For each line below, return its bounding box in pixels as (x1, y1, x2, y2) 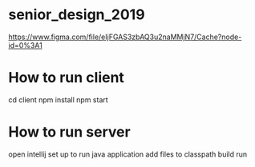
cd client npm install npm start (8, 94, 108, 105)
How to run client (8, 69, 124, 87)
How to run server (8, 123, 131, 141)
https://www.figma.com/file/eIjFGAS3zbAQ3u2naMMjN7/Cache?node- (8, 32, 242, 42)
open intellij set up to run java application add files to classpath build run (8, 149, 248, 159)
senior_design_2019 (8, 6, 146, 24)
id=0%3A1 (8, 40, 42, 50)
